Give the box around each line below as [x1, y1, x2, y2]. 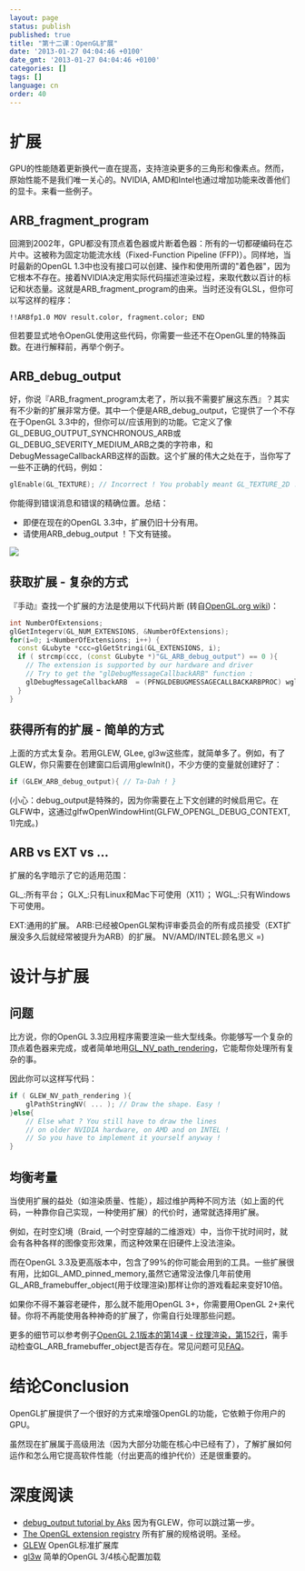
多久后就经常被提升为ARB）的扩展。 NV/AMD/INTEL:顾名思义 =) [25, 931, 265, 942]
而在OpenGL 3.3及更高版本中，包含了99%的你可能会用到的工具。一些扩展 [9, 1256, 287, 1267]
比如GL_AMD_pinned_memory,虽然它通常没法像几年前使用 [33, 1267, 251, 1278]
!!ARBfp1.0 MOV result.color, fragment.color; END [9, 313, 205, 323]
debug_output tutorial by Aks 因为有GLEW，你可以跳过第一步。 [22, 1516, 261, 1527]
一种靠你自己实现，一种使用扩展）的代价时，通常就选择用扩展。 [25, 1206, 264, 1217]
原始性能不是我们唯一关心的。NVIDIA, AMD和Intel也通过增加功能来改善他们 [9, 175, 290, 185]
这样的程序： [25, 295, 74, 305]
